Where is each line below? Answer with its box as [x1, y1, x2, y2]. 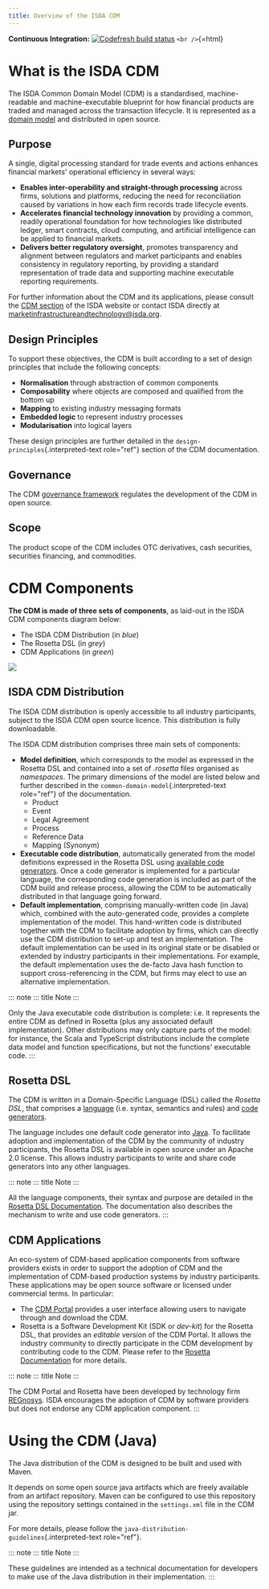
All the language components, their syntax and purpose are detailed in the [8, 1193, 254, 1203]
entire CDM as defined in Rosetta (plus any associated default [8, 1016, 214, 1026]
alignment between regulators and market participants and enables [19, 251, 243, 261]
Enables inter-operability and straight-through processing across [19, 182, 243, 193]
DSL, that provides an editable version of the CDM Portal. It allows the [19, 1330, 251, 1340]
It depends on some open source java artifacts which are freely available [8, 1483, 249, 1493]
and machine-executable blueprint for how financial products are [39, 97, 255, 107]
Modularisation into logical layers [19, 421, 132, 431]
